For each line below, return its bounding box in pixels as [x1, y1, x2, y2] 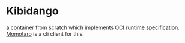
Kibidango [6, 4, 59, 18]
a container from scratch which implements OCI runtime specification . [6, 24, 180, 31]
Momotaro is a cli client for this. [6, 30, 84, 37]
